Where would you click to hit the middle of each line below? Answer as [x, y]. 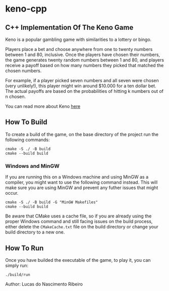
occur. [12, 193]
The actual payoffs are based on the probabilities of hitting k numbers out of [84, 91]
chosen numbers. [23, 71]
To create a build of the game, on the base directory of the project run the [82, 134]
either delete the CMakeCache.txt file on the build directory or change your [82, 227]
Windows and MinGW [32, 166]
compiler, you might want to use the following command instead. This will [81, 183]
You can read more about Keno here [43, 106]
